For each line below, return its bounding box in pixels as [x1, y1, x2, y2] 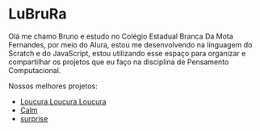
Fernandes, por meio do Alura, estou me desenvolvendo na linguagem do [8, 39, 253, 49]
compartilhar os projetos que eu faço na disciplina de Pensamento [8, 57, 229, 67]
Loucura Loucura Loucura [19, 96, 107, 106]
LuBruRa [8, 5, 67, 23]
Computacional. [8, 65, 61, 75]
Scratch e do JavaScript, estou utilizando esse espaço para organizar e [8, 48, 246, 58]
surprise [19, 113, 48, 123]
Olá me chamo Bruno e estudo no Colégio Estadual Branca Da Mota [8, 31, 234, 41]
